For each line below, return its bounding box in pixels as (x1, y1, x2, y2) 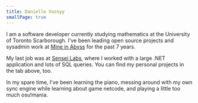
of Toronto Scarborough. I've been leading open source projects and (6, 37, 174, 44)
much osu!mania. (6, 91, 49, 98)
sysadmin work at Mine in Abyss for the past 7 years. (6, 43, 136, 50)
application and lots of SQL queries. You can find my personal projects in (6, 60, 184, 68)
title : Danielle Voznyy (6, 8, 65, 15)
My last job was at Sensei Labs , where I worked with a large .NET (6, 54, 166, 62)
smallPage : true (6, 14, 46, 20)
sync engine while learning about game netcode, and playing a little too (6, 85, 181, 92)
